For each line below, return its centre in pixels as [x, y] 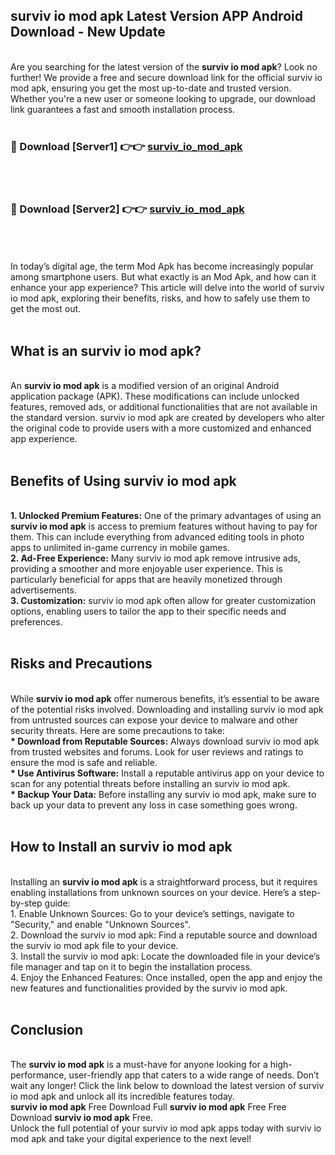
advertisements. [43, 590]
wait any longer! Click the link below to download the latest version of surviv [167, 1086]
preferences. [36, 622]
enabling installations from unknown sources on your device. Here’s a [153, 892]
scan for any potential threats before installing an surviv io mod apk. [150, 783]
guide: [57, 903]
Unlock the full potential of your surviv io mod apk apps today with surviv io [166, 1128]
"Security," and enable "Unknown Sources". [100, 924]
